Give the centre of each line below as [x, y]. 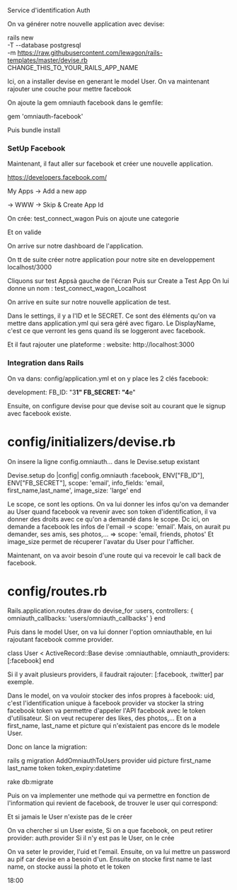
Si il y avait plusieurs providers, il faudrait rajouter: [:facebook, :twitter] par [116, 674]
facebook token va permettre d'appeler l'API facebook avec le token [107, 711]
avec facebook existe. [40, 413]
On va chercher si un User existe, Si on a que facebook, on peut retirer [110, 831]
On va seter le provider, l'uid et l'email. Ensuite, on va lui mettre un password [119, 852]
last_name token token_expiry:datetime [64, 768]
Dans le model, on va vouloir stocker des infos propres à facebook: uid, [111, 695]
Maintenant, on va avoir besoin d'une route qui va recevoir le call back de [114, 555]
